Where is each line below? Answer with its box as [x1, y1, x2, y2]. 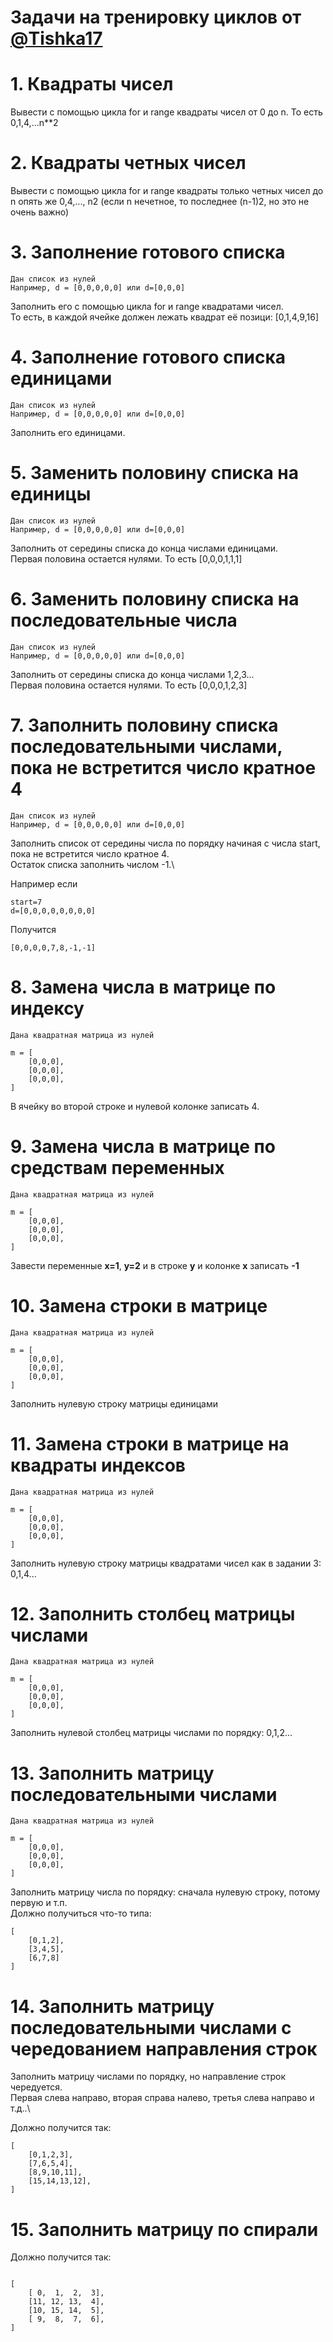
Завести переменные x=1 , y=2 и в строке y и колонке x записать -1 [10, 1259, 300, 1271]
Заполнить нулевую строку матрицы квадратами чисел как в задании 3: [10, 1557, 322, 1569]
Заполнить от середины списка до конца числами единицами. [10, 542, 279, 554]
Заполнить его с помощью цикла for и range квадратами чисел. [10, 301, 284, 312]
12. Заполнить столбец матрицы [10, 1602, 296, 1625]
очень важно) [10, 206, 70, 218]
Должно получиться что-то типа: [10, 1907, 152, 1920]
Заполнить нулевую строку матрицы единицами [10, 1397, 218, 1410]
